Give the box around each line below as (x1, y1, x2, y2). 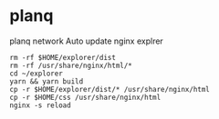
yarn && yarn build (9, 76, 84, 86)
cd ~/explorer (9, 69, 64, 78)
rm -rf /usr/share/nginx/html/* (9, 61, 132, 70)
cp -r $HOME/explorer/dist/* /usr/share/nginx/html (9, 84, 210, 94)
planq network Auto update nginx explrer (9, 35, 164, 46)
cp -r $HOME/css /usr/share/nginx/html (9, 93, 162, 102)
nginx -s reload (9, 101, 71, 110)
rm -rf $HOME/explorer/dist (9, 53, 117, 62)
